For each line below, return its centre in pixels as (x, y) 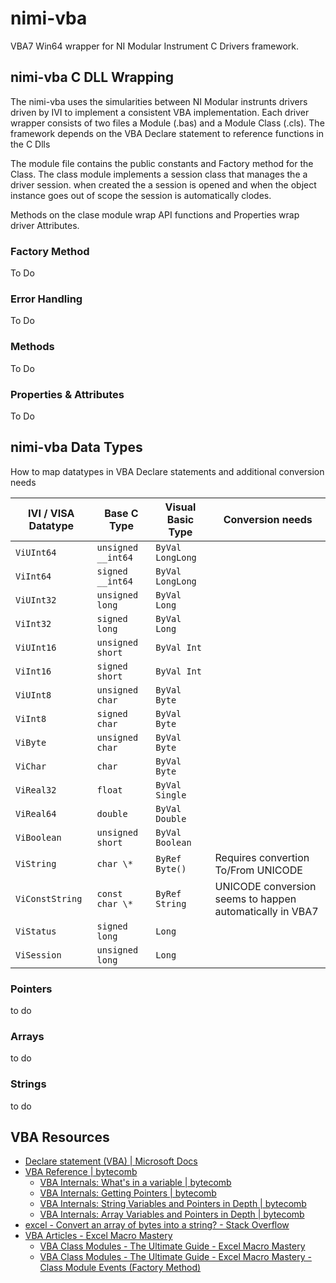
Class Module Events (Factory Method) (120, 1268)
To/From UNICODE (258, 870)
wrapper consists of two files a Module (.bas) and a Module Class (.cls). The (167, 123)
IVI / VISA (51, 513)
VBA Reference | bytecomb (81, 1172)
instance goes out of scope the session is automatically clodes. (141, 195)
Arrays (27, 1036)
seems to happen (255, 899)
